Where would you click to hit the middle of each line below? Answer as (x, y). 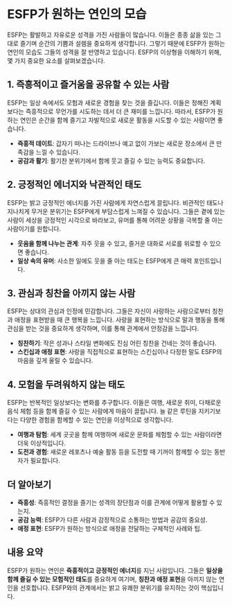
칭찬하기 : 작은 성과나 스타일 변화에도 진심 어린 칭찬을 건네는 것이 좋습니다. (117, 343)
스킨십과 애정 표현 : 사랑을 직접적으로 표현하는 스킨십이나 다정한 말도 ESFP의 (119, 352)
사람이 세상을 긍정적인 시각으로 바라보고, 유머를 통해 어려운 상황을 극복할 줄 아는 (115, 220)
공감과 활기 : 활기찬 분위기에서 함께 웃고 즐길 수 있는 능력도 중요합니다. (111, 161)
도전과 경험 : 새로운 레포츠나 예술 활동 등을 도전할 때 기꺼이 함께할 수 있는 (115, 452)
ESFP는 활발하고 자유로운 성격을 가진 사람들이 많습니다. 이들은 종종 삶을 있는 (111, 35)
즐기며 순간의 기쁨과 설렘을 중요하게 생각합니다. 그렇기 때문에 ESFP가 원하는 (123, 43)
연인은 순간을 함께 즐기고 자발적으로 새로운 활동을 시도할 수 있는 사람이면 (118, 120)
